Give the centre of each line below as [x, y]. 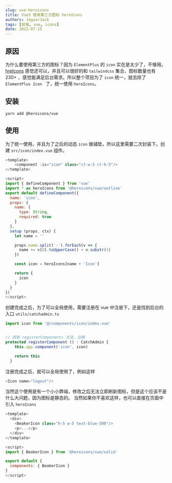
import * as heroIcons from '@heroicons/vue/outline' [64, 188]
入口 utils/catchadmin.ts [32, 314]
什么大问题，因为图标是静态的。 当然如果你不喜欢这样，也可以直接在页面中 [84, 398]
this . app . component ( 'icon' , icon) [51, 347]
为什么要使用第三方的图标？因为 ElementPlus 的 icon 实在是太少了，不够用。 [86, 64]
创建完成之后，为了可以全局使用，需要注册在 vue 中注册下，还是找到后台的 [84, 308]
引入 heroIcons [21, 404]
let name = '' [29, 236]
